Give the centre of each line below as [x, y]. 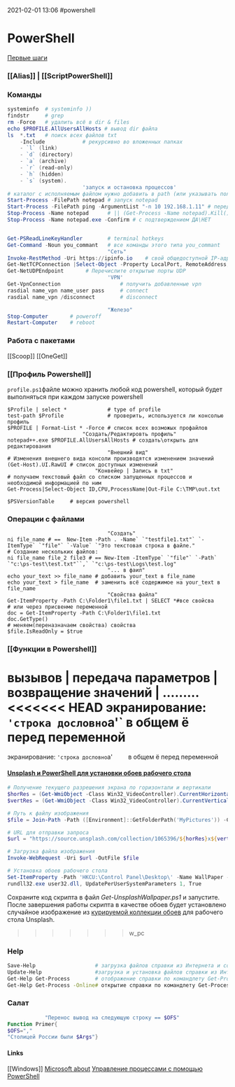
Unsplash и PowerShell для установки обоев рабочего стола [99, 773]
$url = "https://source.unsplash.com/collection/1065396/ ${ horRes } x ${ [112, 839]
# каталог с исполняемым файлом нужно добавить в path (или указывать [112, 194]
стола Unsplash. [31, 919]
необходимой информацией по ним [54, 483]
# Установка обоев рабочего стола [58, 871]
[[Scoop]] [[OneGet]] [37, 356]
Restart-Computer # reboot [51, 323]
